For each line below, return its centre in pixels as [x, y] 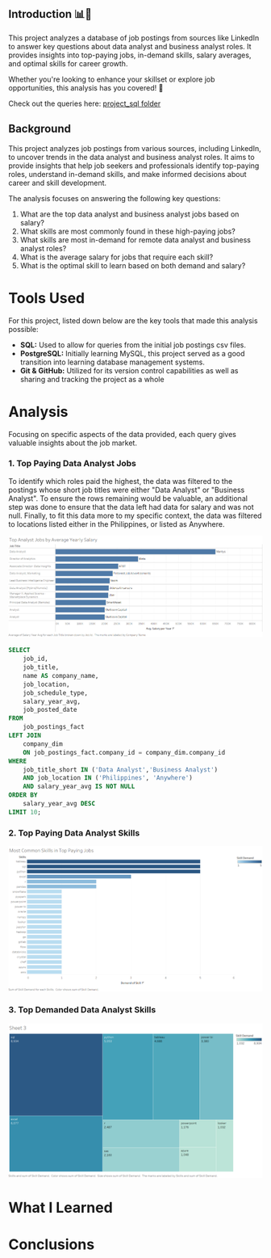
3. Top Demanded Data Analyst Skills [82, 1010]
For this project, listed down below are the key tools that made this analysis [133, 320]
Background [40, 129]
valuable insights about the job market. [73, 443]
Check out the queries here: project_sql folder [85, 103]
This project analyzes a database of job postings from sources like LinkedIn [134, 38]
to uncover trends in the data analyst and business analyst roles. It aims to [132, 157]
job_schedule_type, [56, 693]
